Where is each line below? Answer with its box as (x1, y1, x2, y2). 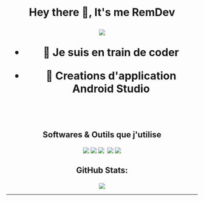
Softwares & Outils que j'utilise (42, 130, 162, 140)
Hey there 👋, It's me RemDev (29, 5, 175, 19)
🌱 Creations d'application (45, 69, 177, 83)
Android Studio (72, 82, 150, 96)
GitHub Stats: (75, 165, 129, 175)
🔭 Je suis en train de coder (42, 45, 179, 59)
